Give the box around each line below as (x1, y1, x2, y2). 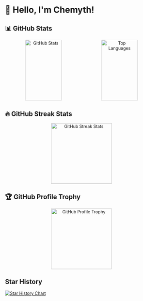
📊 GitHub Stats (5, 24, 52, 32)
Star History (5, 278, 43, 286)
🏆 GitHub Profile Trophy (5, 193, 81, 201)
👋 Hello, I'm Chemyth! (5, 4, 95, 16)
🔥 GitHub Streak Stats (5, 110, 73, 118)
